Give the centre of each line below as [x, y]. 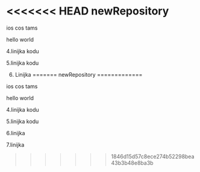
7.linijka [15, 145]
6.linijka [16, 133]
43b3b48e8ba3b [132, 163]
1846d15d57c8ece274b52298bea [153, 156]
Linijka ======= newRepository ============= [79, 74]
